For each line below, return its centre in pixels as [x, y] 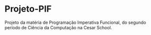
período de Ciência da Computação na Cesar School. [58, 27]
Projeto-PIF [28, 9]
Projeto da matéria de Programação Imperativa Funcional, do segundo [75, 22]
